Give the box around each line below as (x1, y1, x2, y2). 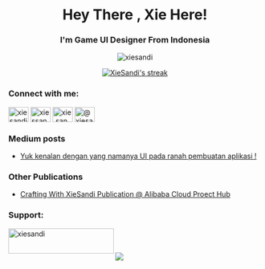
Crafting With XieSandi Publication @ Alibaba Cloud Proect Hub (19, 190, 230, 199)
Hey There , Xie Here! (62, 6, 208, 24)
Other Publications (8, 171, 84, 182)
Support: (8, 210, 44, 221)
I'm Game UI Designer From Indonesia (59, 35, 210, 46)
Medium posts (8, 132, 66, 144)
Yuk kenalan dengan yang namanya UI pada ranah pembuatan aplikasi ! (19, 151, 257, 161)
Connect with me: (8, 88, 79, 100)
